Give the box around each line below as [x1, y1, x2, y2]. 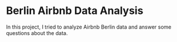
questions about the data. [6, 29, 68, 36]
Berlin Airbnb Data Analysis [6, 4, 144, 17]
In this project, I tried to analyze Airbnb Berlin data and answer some [6, 23, 172, 30]
